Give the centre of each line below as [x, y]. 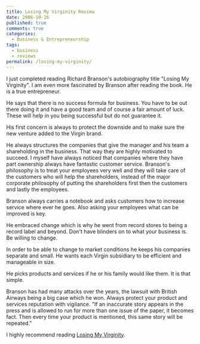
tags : [13, 45]
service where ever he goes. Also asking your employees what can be [93, 207]
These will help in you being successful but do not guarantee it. [84, 115]
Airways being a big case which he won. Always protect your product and [97, 297]
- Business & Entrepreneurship [50, 39]
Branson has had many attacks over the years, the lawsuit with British [92, 291]
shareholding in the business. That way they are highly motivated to [90, 151]
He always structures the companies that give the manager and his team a [98, 145]
